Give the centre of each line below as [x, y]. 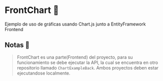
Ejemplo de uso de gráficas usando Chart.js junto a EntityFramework [75, 24]
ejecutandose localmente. [43, 73]
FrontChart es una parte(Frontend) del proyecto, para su [75, 57]
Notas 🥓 [17, 45]
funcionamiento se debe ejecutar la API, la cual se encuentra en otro [87, 62]
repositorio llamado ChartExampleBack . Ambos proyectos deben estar [87, 67]
